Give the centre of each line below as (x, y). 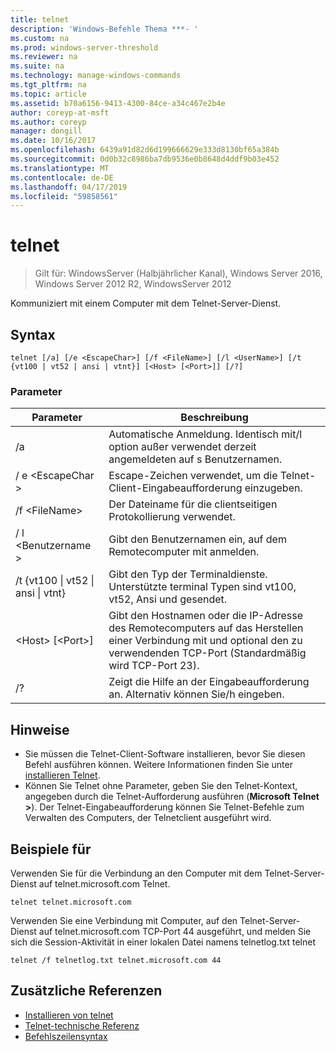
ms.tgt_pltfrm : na (48, 85)
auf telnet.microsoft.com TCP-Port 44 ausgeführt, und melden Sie (175, 931)
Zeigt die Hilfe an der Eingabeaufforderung (209, 682)
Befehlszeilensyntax (66, 1036)
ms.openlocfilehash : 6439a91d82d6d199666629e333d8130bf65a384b (145, 150)
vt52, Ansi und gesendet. (168, 599)
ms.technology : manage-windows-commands (96, 76)
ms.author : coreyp (48, 122)
